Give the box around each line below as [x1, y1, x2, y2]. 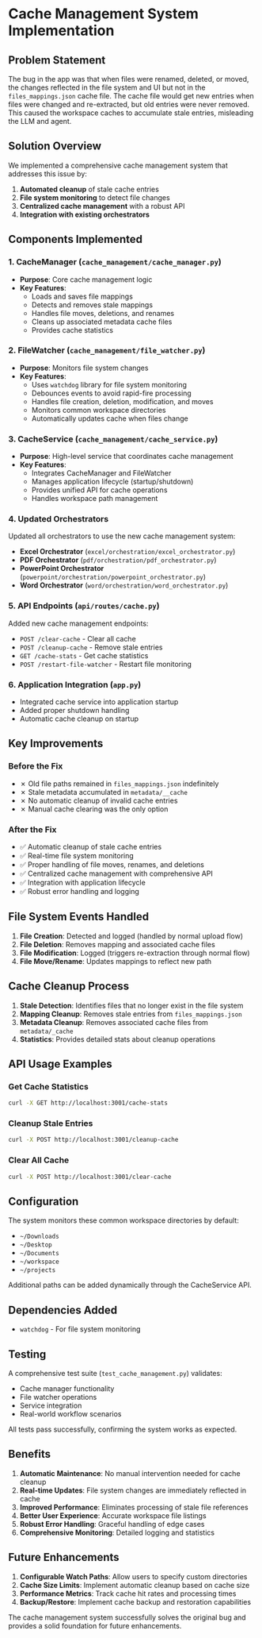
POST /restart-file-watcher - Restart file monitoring [19, 659, 192, 669]
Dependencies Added [8, 1303, 118, 1316]
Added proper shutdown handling [19, 705, 130, 715]
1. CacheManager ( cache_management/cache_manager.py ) [8, 256, 222, 268]
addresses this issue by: [8, 168, 87, 179]
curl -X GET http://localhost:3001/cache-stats [8, 1099, 169, 1108]
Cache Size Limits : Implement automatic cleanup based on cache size [19, 1580, 250, 1590]
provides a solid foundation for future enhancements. [8, 1621, 182, 1630]
